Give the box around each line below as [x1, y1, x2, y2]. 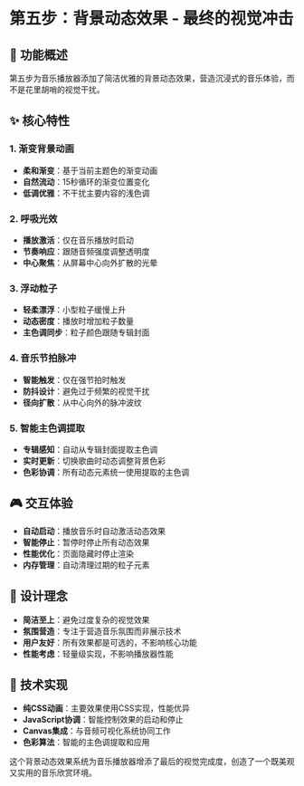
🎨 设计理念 [9, 589, 68, 604]
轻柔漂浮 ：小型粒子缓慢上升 [22, 304, 127, 315]
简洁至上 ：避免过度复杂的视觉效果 [22, 614, 150, 625]
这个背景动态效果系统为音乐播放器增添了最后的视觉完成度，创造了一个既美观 [9, 756, 295, 767]
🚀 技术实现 [9, 676, 68, 693]
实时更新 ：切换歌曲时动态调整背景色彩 [22, 455, 166, 466]
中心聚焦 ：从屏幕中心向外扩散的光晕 [22, 257, 158, 268]
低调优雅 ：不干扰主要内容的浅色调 [22, 187, 150, 198]
